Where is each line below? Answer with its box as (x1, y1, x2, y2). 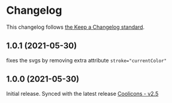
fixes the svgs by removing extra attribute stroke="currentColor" (6, 56, 167, 63)
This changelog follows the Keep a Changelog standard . (6, 23, 145, 31)
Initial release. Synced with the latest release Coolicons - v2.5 (6, 90, 159, 97)
